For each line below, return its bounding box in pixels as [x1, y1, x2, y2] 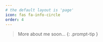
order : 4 [5, 17, 24, 22]
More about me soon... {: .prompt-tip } [17, 31, 98, 37]
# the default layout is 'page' [5, 7, 74, 13]
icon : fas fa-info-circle [5, 12, 60, 17]
